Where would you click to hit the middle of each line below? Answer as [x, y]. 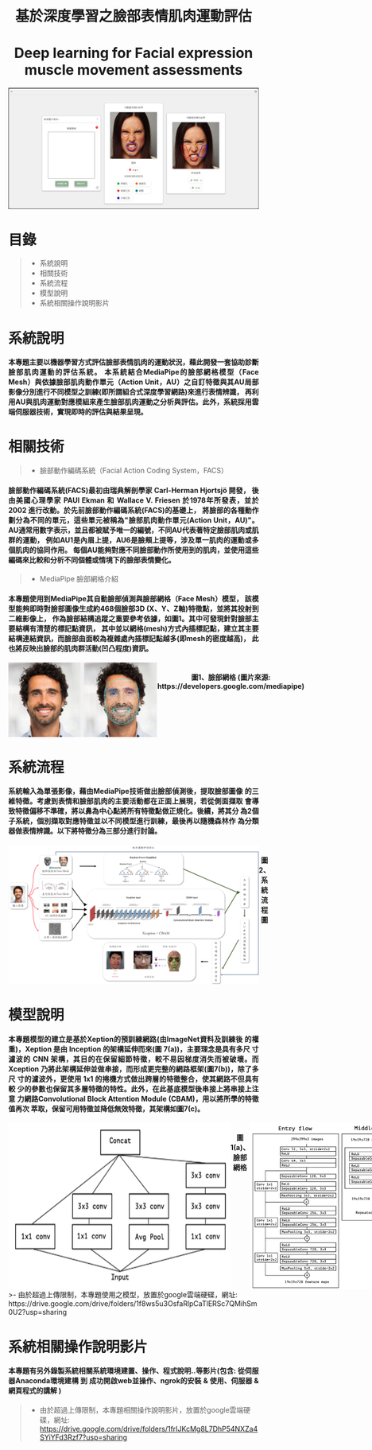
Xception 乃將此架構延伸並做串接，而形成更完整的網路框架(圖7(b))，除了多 [134, 1069]
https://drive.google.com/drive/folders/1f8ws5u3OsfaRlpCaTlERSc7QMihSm [133, 1304]
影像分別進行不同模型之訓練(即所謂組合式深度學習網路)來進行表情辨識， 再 [130, 392]
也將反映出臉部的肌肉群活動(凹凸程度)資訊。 [81, 648]
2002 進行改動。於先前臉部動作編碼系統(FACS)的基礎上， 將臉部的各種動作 [134, 510]
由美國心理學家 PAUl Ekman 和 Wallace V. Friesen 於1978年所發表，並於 [134, 500]
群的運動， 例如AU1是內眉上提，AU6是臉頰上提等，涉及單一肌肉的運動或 [130, 540]
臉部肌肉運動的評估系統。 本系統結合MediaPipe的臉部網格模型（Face [134, 372]
